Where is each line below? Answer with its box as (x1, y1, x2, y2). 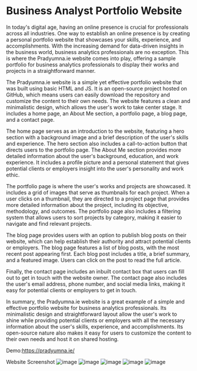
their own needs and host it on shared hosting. (6, 335, 119, 342)
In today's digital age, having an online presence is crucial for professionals (6, 24, 189, 31)
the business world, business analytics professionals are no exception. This (6, 48, 189, 55)
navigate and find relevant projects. (6, 220, 92, 227)
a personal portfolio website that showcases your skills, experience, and (6, 36, 181, 43)
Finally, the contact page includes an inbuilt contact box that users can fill (6, 268, 185, 275)
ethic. (6, 171, 20, 178)
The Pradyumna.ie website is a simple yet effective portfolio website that (6, 78, 182, 86)
